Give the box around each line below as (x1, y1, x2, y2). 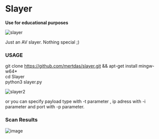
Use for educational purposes (5, 20, 68, 26)
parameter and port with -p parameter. (5, 104, 85, 110)
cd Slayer (5, 74, 25, 80)
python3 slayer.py (5, 79, 42, 85)
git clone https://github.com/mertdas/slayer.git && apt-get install (5, 63, 137, 69)
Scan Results (5, 116, 38, 123)
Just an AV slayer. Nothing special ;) (5, 39, 80, 45)
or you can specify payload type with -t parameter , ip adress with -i (5, 98, 146, 104)
